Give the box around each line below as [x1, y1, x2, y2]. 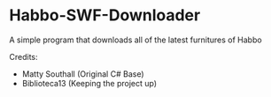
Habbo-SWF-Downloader [9, 5, 201, 26]
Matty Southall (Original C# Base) [21, 68, 144, 79]
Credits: [9, 51, 38, 62]
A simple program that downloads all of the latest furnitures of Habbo [9, 34, 263, 45]
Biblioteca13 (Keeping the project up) [21, 78, 158, 88]
